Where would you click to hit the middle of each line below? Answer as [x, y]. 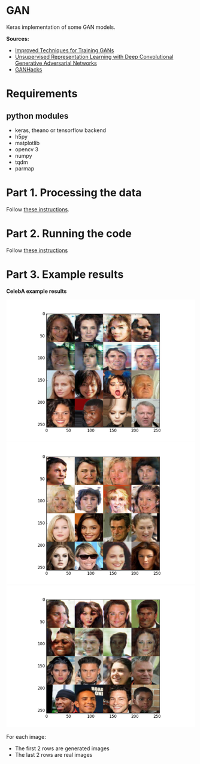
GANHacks [28, 69]
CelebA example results [37, 291]
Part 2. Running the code [69, 234]
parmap [25, 168]
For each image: [26, 736]
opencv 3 [27, 149]
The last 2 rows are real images [54, 754]
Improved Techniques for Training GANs [64, 50]
